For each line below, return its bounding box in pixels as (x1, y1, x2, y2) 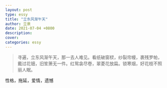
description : (5, 30, 32, 35)
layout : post (5, 7, 32, 12)
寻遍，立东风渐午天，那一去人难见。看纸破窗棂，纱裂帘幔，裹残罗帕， (17, 54, 162, 60)
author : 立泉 (5, 21, 31, 26)
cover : (5, 35, 19, 40)
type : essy (5, 12, 28, 17)
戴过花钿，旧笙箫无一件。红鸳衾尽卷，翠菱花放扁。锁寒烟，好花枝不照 (17, 60, 162, 66)
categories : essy (5, 40, 41, 45)
